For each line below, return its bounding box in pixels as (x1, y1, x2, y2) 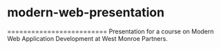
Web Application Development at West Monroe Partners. (7, 34, 168, 42)
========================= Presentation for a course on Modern (7, 27, 214, 35)
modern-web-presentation (7, 5, 164, 20)
